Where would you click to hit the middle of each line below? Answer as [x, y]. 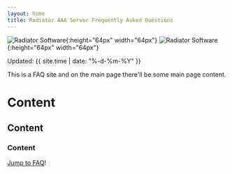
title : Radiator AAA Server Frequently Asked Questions [90, 20]
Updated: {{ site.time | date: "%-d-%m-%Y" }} [74, 61]
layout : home [26, 14]
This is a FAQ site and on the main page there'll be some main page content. [117, 74]
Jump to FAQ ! [27, 163]
